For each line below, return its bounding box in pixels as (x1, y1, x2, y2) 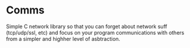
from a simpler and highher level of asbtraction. (6, 35, 120, 42)
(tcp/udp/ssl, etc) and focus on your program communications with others (6, 29, 185, 36)
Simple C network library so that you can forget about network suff (6, 23, 168, 30)
